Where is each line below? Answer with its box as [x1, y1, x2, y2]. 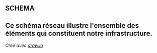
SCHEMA [5, 4, 35, 13]
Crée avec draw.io [5, 42, 43, 48]
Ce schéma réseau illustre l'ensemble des [5, 21, 139, 30]
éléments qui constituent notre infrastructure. [5, 29, 152, 37]
